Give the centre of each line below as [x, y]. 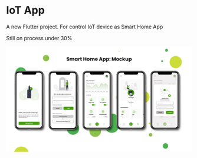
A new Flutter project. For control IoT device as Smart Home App [85, 27]
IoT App [26, 10]
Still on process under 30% [39, 38]
